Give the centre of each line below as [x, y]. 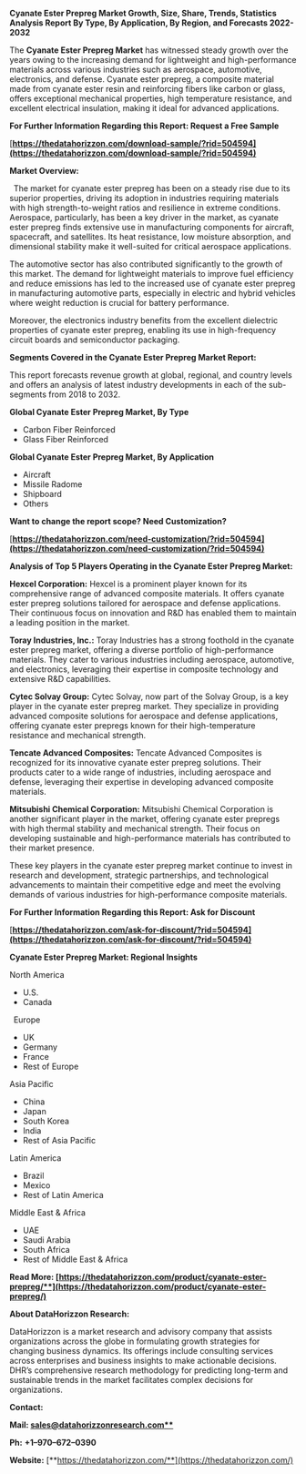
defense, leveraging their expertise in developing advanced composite [142, 782]
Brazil [33, 1175]
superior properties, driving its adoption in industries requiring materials [144, 198]
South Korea [46, 1121]
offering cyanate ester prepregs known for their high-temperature [133, 726]
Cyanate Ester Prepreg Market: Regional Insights [104, 957]
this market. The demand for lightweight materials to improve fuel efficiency [152, 274]
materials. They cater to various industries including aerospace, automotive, [152, 660]
